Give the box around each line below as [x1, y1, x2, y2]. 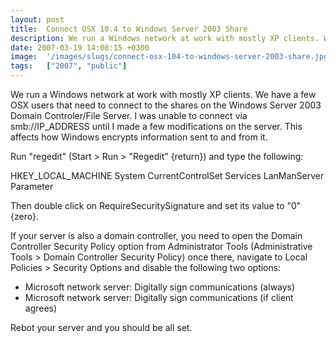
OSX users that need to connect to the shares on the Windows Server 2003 [10, 99, 322, 111]
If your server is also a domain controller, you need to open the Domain [10, 230, 303, 241]
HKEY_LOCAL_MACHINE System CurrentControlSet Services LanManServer [10, 170, 325, 181]
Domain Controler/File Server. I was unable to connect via [10, 110, 248, 121]
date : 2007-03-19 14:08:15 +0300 [10, 42, 150, 53]
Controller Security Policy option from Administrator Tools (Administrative [10, 241, 313, 252]
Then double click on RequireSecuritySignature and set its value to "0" [10, 200, 302, 211]
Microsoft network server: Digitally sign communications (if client [24, 292, 294, 303]
